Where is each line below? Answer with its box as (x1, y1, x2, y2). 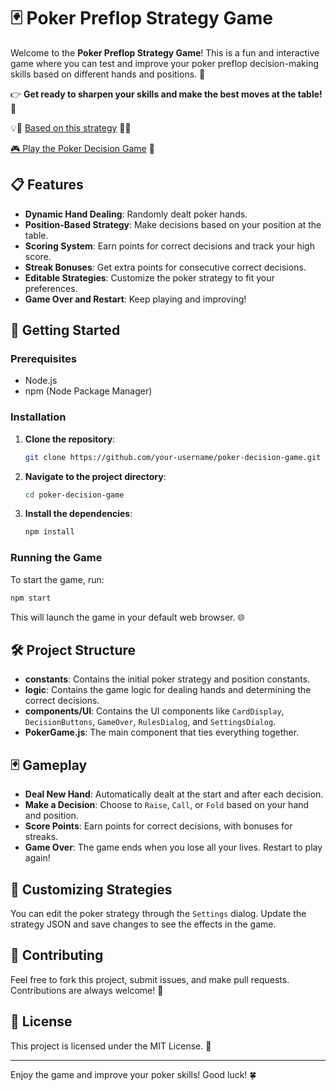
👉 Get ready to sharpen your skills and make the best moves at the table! (10, 88, 323, 100)
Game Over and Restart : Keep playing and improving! (24, 293, 247, 305)
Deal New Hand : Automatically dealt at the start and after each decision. (24, 788, 324, 800)
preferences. (24, 282, 78, 294)
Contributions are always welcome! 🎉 (10, 984, 164, 996)
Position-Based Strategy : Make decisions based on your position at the (24, 218, 322, 230)
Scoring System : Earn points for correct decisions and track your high (24, 240, 315, 252)
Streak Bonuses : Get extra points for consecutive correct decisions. (24, 261, 307, 273)
